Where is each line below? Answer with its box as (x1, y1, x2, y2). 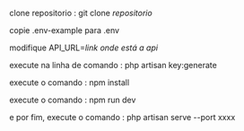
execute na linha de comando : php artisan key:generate (9, 60, 217, 70)
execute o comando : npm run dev (9, 94, 136, 105)
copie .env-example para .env (9, 25, 119, 35)
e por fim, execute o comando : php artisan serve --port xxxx (9, 112, 236, 122)
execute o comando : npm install (9, 77, 130, 88)
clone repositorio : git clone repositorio (9, 8, 152, 18)
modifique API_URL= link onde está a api (9, 42, 159, 53)
